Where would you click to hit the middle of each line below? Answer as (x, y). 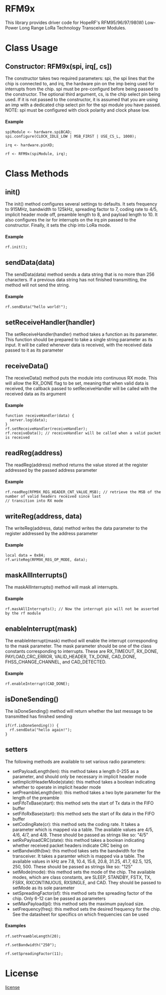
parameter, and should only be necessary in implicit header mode (80, 777)
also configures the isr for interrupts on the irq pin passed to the (71, 220)
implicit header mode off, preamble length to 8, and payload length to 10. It (82, 214)
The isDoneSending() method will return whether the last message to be (79, 711)
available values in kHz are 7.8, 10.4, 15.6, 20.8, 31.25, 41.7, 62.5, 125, (82, 861)
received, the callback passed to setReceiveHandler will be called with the (81, 388)
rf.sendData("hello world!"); (37, 307)
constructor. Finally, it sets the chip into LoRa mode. (58, 225)
